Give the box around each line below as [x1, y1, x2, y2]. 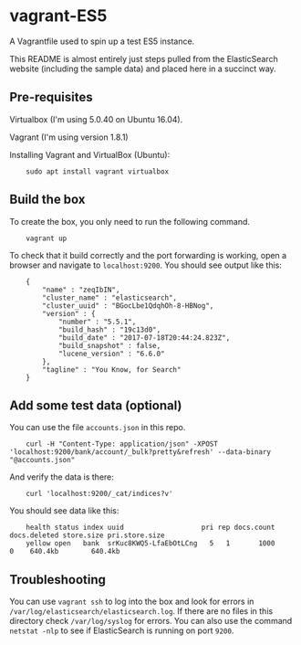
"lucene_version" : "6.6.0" [57, 349, 166, 358]
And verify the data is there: [9, 471, 114, 482]
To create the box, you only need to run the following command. [9, 216, 251, 227]
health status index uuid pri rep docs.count [26, 523, 275, 533]
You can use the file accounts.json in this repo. [9, 422, 186, 433]
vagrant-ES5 [9, 5, 108, 26]
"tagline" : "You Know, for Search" [42, 365, 182, 375]
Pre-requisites [9, 90, 93, 105]
